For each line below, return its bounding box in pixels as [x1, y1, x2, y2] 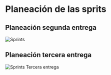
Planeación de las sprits [5, 3, 106, 15]
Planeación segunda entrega [5, 23, 96, 32]
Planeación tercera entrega [5, 51, 92, 59]
